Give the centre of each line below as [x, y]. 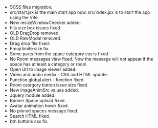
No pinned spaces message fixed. [44, 111]
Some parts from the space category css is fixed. [59, 54]
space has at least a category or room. [49, 64]
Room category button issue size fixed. [49, 85]
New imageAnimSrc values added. [44, 90]
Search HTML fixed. [30, 116]
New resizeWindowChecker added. [45, 22]
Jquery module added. [33, 95]
